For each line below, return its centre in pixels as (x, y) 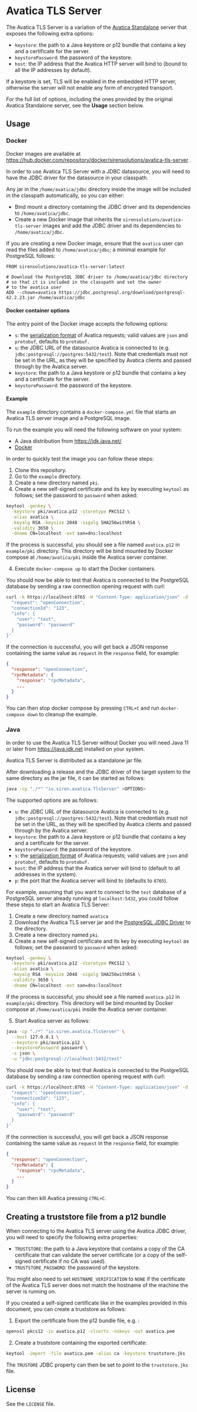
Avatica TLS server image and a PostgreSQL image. (69, 418)
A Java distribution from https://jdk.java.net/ (68, 441)
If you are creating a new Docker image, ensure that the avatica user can (95, 243)
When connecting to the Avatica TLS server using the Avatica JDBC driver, (96, 1231)
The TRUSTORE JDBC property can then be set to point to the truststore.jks (97, 1365)
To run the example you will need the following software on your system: (94, 430)
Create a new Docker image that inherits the (68, 219)
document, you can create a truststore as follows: (66, 1309)
